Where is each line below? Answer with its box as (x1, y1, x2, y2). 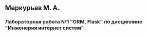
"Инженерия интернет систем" (5, 24, 84, 31)
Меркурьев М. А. (5, 4, 60, 12)
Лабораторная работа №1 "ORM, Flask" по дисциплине (5, 18, 143, 25)
